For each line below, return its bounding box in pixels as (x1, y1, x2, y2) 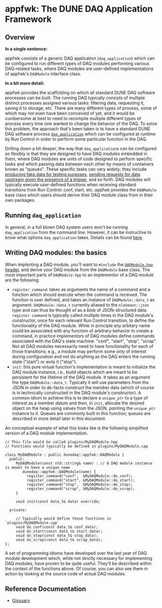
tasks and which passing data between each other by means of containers (5, 161, 154, 167)
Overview (5, 33, 35, 41)
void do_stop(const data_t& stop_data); (15, 533, 98, 538)
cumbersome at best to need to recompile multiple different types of (5, 116, 141, 121)
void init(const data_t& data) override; (15, 499, 101, 504)
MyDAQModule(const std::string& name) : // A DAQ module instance (15, 461, 152, 466)
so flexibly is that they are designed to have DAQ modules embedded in (5, 151, 147, 156)
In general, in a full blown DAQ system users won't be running (5, 224, 128, 230)
